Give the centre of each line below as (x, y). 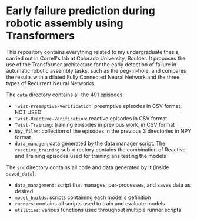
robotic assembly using (65, 23)
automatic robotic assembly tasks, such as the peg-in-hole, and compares (96, 70)
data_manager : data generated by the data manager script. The (90, 143)
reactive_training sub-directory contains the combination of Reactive (100, 149)
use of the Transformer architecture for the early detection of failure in (91, 64)
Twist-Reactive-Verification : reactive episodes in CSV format (91, 118)
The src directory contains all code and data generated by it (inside (88, 167)
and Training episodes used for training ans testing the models (90, 156)
